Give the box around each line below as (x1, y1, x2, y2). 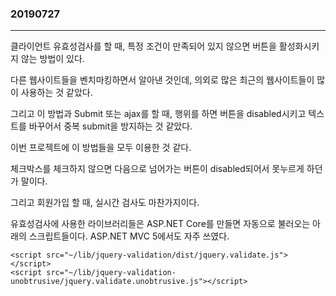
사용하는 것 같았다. (20, 87, 93, 99)
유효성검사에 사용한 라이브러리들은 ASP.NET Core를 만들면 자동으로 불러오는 (10, 218, 311, 230)
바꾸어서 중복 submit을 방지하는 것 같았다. (28, 120, 193, 132)
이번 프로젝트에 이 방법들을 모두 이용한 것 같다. (10, 142, 192, 154)
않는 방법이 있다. (20, 53, 85, 65)
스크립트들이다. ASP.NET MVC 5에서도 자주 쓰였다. (28, 230, 230, 242)
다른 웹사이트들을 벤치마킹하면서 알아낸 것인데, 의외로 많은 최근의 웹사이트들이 (10, 74, 315, 86)
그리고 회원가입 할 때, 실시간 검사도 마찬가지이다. (10, 197, 200, 209)
